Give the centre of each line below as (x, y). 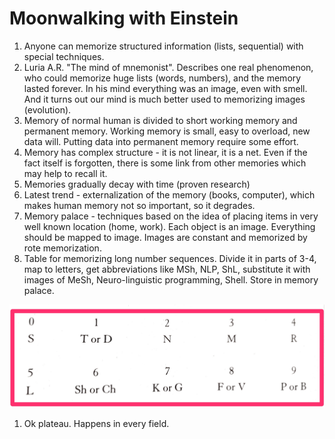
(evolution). (47, 109)
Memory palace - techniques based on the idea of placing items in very (171, 216)
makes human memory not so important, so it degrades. (139, 205)
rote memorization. (62, 248)
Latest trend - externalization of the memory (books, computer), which (169, 194)
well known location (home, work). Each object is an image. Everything (169, 226)
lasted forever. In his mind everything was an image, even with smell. (165, 88)
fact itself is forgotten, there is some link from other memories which (165, 163)
